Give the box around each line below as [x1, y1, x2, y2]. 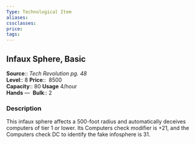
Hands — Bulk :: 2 [6, 89, 53, 96]
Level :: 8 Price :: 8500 [6, 76, 62, 83]
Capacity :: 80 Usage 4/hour [6, 82, 78, 90]
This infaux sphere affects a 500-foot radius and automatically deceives [6, 118, 186, 125]
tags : [6, 31, 20, 38]
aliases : [6, 15, 28, 21]
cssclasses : [6, 20, 36, 26]
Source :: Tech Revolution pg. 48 [6, 70, 87, 77]
